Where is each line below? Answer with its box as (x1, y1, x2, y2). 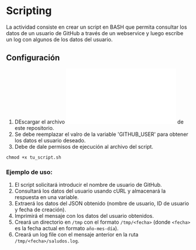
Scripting (6, 4, 52, 18)
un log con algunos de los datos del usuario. (6, 36, 113, 43)
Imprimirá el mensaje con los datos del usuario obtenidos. (14, 213, 154, 220)
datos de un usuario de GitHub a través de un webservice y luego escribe (6, 29, 184, 36)
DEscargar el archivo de (14, 118, 184, 125)
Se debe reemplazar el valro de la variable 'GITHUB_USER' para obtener (14, 131, 188, 138)
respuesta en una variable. (14, 194, 79, 201)
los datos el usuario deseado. (14, 136, 86, 144)
